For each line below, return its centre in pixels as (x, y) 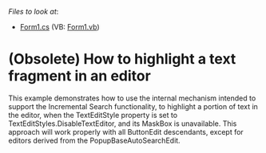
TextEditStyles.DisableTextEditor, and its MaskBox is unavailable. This (123, 124)
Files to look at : (34, 12)
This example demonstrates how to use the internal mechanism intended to (132, 98)
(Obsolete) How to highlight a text (122, 59)
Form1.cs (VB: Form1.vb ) (60, 27)
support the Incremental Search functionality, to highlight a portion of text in (133, 106)
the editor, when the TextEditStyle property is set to (93, 115)
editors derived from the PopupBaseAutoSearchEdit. (95, 140)
